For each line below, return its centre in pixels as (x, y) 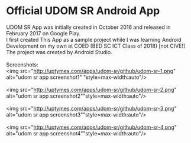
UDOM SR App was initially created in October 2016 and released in (88, 27)
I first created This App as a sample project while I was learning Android (94, 39)
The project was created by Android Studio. (59, 52)
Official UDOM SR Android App (83, 11)
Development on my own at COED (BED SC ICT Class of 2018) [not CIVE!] (96, 46)
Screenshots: (22, 64)
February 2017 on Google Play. (43, 33)
